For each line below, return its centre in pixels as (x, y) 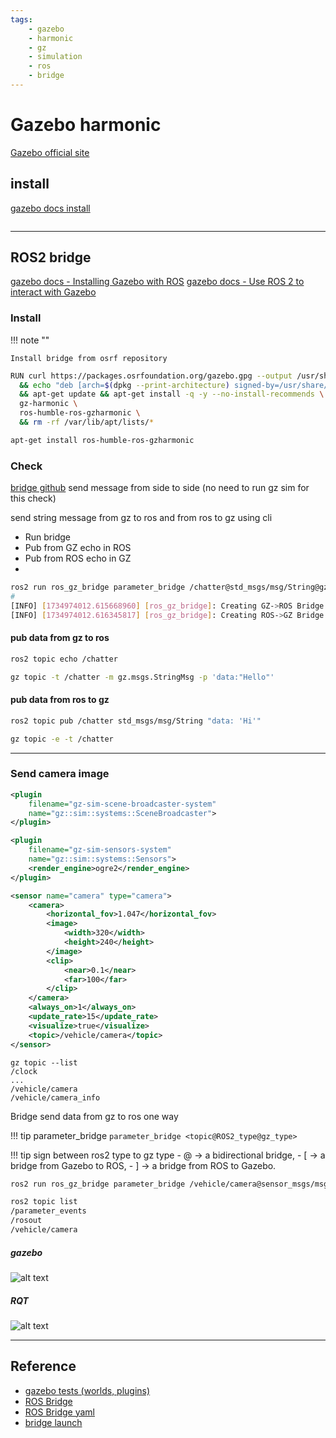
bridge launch (53, 1422)
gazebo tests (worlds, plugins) (87, 1390)
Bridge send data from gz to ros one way (94, 1116)
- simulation (55, 57)
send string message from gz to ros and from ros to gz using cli (141, 518)
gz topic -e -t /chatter (62, 739)
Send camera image (60, 774)
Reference (43, 1366)
